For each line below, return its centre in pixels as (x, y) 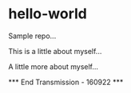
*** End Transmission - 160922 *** (66, 82)
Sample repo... (32, 36)
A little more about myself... (53, 66)
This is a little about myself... (55, 51)
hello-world (48, 14)
